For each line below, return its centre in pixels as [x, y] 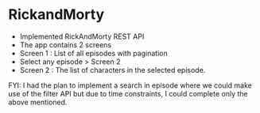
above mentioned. [38, 102]
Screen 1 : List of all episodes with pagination [94, 53]
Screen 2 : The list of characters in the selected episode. [113, 70]
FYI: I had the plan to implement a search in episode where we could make [130, 85]
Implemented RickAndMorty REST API [82, 36]
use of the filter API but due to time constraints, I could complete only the [128, 93]
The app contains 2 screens [66, 44]
